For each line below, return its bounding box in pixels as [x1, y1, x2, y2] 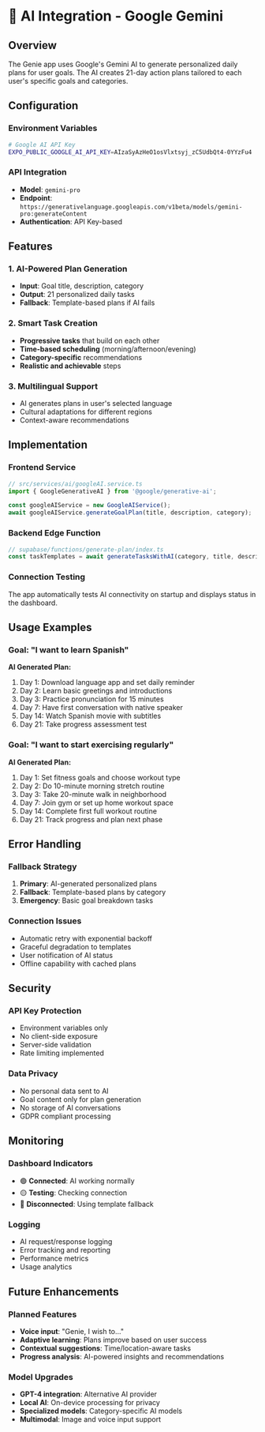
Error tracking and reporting [19, 1246, 111, 1255]
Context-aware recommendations [19, 415, 129, 425]
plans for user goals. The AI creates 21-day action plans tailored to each [8, 68, 242, 77]
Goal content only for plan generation [19, 1094, 142, 1104]
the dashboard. [8, 598, 58, 607]
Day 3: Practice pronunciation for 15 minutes [19, 694, 164, 704]
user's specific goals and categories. [8, 77, 129, 85]
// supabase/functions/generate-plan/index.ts [8, 545, 164, 554]
